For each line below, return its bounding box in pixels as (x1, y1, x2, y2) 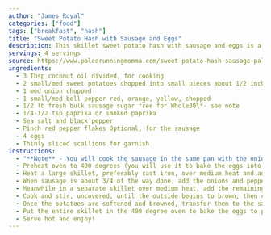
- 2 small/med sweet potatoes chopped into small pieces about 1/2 (15, 79, 248, 87)
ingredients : (8, 65, 52, 73)
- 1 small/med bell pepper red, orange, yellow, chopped (15, 94, 211, 103)
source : (8, 57, 35, 65)
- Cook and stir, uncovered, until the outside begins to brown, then (15, 191, 258, 200)
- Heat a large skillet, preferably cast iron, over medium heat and (15, 170, 254, 178)
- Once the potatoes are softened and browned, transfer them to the (15, 199, 254, 208)
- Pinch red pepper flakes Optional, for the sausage (15, 124, 200, 132)
